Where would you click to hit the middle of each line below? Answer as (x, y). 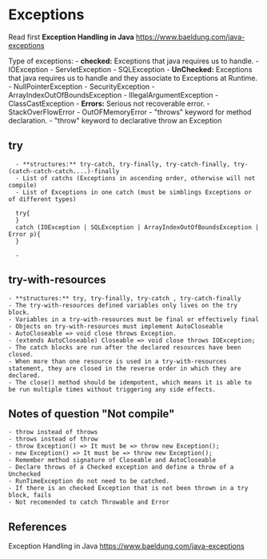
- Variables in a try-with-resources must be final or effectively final (134, 319)
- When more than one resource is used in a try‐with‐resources (118, 361)
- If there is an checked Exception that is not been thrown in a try (128, 489)
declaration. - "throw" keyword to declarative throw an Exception (115, 120)
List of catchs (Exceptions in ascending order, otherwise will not (139, 178)
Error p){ (25, 234)
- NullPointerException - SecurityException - (82, 86)
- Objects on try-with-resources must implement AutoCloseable (116, 326)
